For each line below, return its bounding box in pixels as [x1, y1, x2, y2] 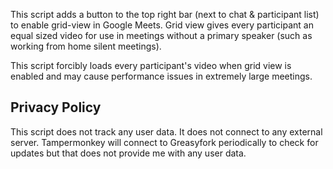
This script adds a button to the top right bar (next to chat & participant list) [10, 9, 320, 20]
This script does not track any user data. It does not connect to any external [10, 125, 323, 138]
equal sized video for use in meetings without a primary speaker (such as [10, 30, 313, 41]
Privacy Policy [10, 99, 102, 116]
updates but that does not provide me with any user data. [10, 147, 247, 159]
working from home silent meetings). [10, 40, 162, 52]
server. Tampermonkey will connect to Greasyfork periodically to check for [10, 136, 319, 148]
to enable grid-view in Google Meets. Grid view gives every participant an [10, 19, 315, 31]
